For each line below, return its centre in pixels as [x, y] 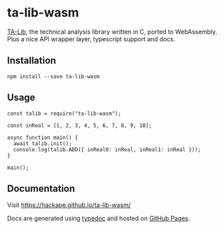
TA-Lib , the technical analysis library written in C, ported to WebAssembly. [112, 32]
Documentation [41, 188]
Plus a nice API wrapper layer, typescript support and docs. [91, 39]
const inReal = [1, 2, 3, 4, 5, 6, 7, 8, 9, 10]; [80, 125]
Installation [32, 61]
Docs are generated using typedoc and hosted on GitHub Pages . [99, 219]
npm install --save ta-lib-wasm [53, 76]
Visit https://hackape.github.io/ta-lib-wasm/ [69, 205]
